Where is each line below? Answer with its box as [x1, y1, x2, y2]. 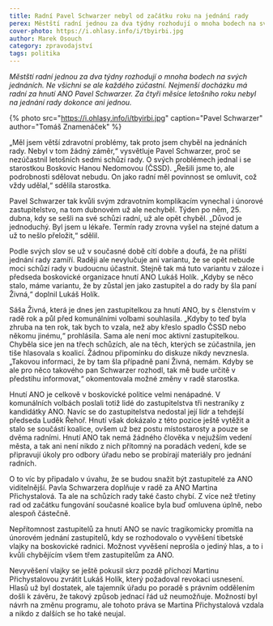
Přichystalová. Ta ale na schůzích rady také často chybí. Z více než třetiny [9, 492, 256, 500]
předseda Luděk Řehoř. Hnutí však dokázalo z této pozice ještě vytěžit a [9, 415, 250, 425]
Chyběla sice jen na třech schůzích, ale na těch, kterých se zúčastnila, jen [9, 339, 256, 349]
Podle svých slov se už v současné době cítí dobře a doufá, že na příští [9, 246, 247, 256]
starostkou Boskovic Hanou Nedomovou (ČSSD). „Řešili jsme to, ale [9, 164, 235, 172]
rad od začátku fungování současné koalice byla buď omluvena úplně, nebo [9, 500, 262, 509]
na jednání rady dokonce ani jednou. [9, 98, 132, 107]
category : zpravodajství [9, 42, 93, 50]
